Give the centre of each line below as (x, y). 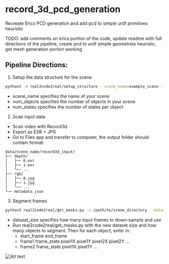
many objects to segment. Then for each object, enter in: (71, 230)
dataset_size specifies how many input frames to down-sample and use (87, 220)
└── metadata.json (24, 191)
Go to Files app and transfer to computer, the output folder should (81, 137)
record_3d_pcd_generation (63, 9)
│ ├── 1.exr (20, 165)
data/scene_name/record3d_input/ (40, 152)
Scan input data (29, 117)
